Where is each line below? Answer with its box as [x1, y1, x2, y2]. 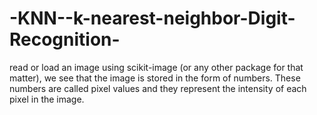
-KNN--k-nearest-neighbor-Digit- [9, 7, 296, 30]
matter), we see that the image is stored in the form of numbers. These [9, 72, 301, 84]
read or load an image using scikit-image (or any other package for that [9, 61, 304, 73]
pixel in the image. [9, 93, 85, 105]
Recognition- [9, 28, 121, 51]
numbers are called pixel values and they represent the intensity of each [9, 82, 307, 94]
